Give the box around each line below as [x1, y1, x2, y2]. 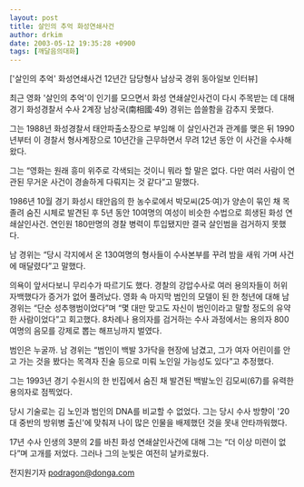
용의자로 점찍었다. [9, 387, 74, 398]
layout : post [9, 13, 59, 23]
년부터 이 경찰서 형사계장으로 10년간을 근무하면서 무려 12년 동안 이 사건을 [9, 134, 268, 145]
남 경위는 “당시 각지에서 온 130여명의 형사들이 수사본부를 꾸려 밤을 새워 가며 [9, 249, 278, 260]
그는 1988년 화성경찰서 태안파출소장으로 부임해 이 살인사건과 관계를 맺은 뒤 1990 [9, 124, 295, 134]
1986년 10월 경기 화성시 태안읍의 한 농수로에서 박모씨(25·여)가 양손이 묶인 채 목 [9, 196, 290, 207]
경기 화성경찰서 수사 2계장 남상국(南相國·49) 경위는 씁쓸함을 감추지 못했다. [9, 104, 274, 114]
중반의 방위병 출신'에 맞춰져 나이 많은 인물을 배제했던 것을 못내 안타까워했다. [18, 417, 288, 428]
